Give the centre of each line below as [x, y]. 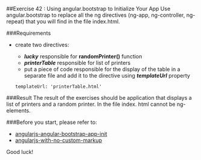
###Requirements [29, 33]
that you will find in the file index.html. [73, 21]
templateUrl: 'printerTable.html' [58, 87]
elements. [19, 110]
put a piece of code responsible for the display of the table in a [102, 69]
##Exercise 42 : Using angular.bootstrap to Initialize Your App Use [88, 9]
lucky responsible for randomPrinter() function [83, 56]
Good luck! [20, 152]
